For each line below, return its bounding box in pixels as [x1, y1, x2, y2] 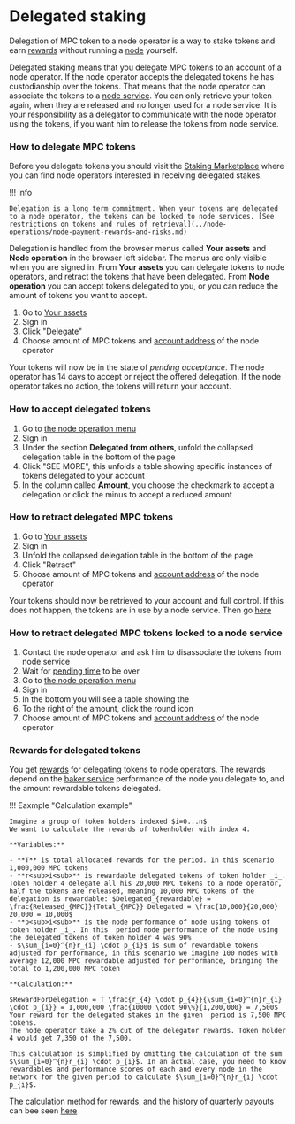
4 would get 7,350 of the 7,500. [9, 1034, 132, 1043]
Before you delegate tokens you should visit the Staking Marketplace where [9, 161, 284, 172]
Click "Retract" [21, 559, 77, 570]
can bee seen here [9, 1105, 78, 1116]
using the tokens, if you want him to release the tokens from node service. [9, 118, 280, 129]
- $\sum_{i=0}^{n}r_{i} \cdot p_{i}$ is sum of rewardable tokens [9, 941, 259, 951]
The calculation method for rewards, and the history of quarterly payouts [9, 1096, 275, 1107]
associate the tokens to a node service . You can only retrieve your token [9, 90, 272, 101]
